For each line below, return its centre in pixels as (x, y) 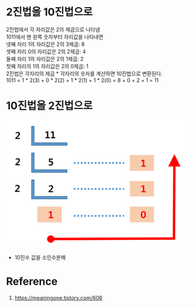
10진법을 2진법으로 (49, 106)
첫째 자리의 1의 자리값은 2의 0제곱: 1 (47, 66)
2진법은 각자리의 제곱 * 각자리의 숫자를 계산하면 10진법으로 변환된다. (85, 74)
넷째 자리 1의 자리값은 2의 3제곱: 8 (45, 44)
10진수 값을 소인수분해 (40, 257)
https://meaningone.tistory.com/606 (58, 298)
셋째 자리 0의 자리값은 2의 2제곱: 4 (46, 51)
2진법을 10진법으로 (49, 12)
